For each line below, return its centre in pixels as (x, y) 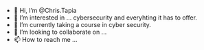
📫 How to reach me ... (45, 40)
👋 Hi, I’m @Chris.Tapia (45, 10)
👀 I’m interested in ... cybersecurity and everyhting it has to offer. (105, 18)
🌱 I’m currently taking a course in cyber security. (82, 25)
